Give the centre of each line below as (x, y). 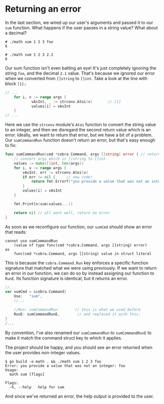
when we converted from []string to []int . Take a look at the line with (76, 78)
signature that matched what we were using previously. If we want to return (81, 268)
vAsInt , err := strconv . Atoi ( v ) (56, 172)
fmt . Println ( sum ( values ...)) (43, 204)
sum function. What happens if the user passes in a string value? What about (82, 27)
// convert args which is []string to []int (60, 159)
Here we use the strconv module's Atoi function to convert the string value (81, 125)
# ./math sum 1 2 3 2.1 (29, 55)
